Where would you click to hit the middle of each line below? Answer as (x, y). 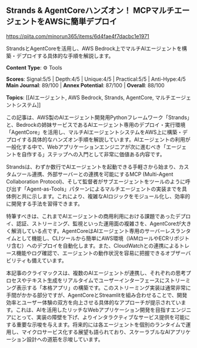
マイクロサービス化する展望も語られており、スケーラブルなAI (96, 331)
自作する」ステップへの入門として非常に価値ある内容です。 (94, 154)
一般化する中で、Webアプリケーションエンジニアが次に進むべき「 (86, 147)
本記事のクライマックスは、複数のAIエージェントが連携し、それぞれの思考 (96, 273)
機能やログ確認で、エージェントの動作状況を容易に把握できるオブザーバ (103, 253)
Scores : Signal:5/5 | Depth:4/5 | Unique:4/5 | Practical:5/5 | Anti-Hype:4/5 (96, 79)
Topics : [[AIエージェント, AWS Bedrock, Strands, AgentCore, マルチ (89, 97)
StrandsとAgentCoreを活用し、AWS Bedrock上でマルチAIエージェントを (94, 48)
